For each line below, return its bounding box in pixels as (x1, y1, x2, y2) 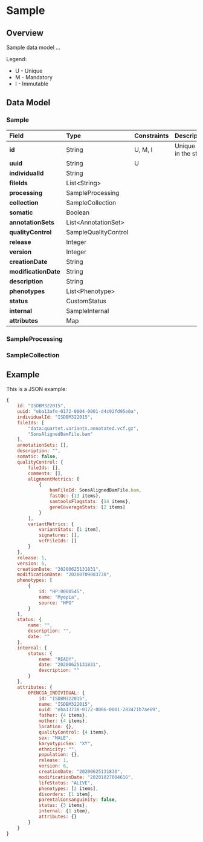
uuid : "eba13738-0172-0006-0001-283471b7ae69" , (38, 706, 161, 713)
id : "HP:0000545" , (38, 588, 85, 595)
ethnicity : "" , (38, 746, 77, 752)
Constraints (134, 131, 169, 140)
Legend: (6, 56, 27, 62)
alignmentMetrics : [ (28, 476, 80, 482)
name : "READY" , (38, 656, 77, 662)
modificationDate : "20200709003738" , (17, 571, 112, 578)
